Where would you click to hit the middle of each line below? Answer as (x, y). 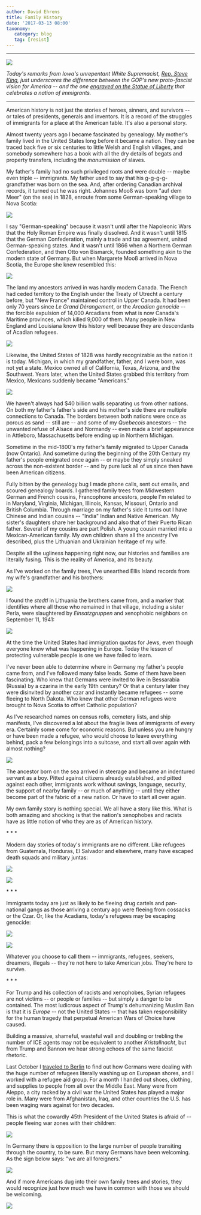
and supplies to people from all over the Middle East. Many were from (92, 1086)
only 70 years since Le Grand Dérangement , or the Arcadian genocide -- (96, 306)
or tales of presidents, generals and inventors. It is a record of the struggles (99, 116)
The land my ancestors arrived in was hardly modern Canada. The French (97, 288)
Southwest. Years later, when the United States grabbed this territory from (98, 374)
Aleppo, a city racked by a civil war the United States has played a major (95, 1092)
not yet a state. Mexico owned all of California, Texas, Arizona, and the (93, 368)
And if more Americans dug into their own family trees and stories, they (94, 1181)
